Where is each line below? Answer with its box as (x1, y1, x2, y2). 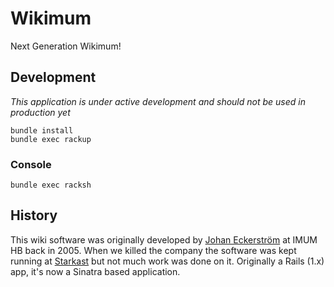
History (10, 207, 58, 224)
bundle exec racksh (10, 180, 92, 191)
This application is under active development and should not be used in (10, 95, 306, 107)
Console (10, 157, 52, 171)
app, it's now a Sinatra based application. (10, 265, 181, 277)
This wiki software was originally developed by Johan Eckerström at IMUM (10, 233, 318, 246)
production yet (10, 106, 71, 118)
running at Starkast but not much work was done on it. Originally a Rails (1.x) (10, 255, 325, 267)
